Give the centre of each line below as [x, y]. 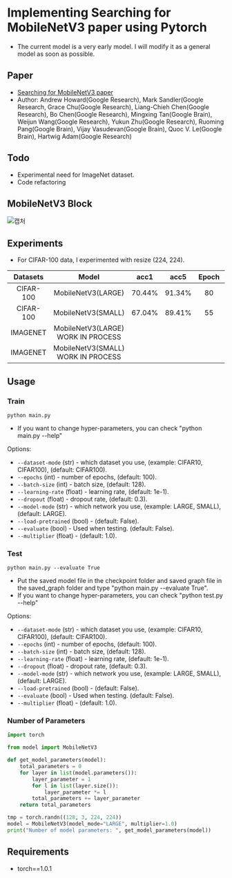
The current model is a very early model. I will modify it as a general [114, 46]
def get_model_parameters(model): [57, 760]
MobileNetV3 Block [50, 203]
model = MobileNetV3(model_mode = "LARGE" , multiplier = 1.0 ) [92, 824]
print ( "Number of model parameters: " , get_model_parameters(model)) [109, 830]
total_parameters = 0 [50, 767]
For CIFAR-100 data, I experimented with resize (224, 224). [101, 260]
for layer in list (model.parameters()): [78, 773]
